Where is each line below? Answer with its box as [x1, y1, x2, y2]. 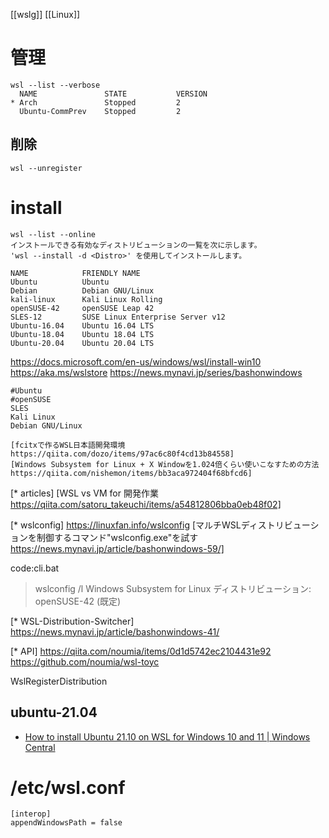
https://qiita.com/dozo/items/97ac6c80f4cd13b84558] [10, 449, 235, 459]
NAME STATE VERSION [19, 89, 208, 99]
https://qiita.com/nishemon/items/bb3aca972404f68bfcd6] [10, 468, 253, 478]
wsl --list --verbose [10, 80, 101, 90]
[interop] [10, 809, 52, 819]
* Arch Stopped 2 [10, 97, 182, 108]
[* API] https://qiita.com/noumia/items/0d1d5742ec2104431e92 [10, 645, 272, 657]
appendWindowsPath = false [10, 818, 123, 828]
